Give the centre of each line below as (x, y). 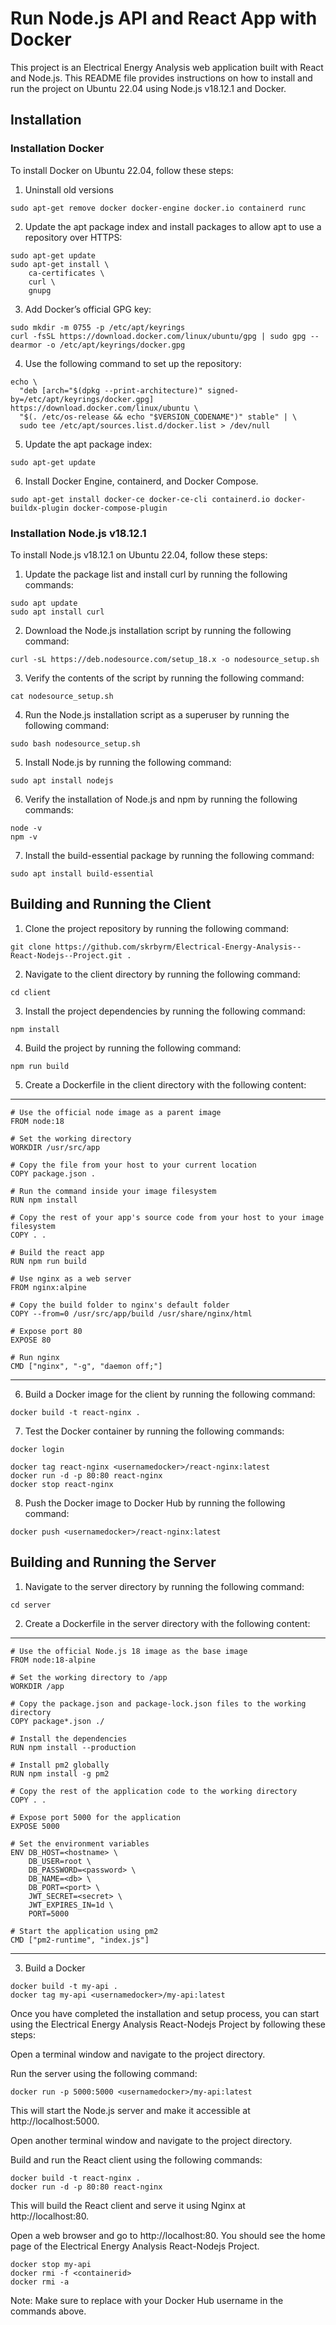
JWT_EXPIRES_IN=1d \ (71, 1905)
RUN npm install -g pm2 (60, 1773)
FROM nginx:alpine (48, 1287)
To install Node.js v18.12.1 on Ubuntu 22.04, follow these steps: (139, 554)
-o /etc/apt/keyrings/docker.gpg (116, 345)
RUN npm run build (48, 1261)
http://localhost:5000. (55, 2121)
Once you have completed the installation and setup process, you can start (165, 2013)
